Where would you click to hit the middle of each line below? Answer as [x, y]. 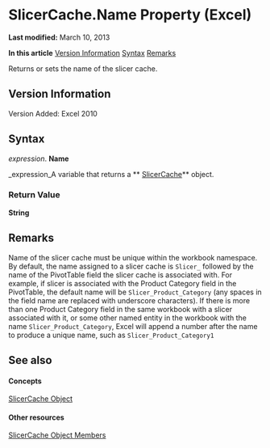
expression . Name [39, 158]
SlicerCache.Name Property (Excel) [130, 15]
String [19, 213]
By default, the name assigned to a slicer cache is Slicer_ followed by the [131, 266]
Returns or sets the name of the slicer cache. [83, 68]
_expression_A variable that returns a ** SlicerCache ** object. [111, 174]
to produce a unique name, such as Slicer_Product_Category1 [111, 335]
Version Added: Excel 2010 [53, 113]
